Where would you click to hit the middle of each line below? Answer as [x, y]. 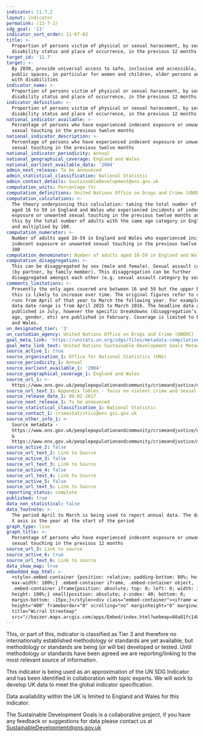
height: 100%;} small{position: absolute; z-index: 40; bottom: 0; [99, 594]
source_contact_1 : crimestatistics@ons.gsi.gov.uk [72, 413]
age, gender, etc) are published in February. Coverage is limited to [103, 317]
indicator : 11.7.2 [29, 12]
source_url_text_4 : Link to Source [51, 476]
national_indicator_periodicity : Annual [58, 153]
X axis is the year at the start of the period [73, 521]
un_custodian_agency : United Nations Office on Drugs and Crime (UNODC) [100, 334]
